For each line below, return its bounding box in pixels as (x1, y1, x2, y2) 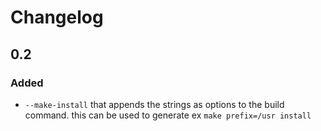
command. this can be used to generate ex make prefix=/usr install (24, 109, 312, 121)
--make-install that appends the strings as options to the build (24, 98, 285, 110)
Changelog (10, 6, 104, 29)
